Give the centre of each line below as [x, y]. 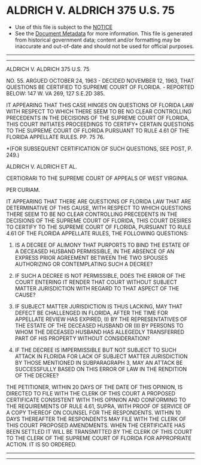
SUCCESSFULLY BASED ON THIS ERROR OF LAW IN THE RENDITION [101, 369]
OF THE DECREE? [37, 375]
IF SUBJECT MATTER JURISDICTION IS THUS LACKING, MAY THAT [99, 306]
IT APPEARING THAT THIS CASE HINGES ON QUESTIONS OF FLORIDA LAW [100, 105]
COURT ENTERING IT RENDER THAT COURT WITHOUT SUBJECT [96, 282]
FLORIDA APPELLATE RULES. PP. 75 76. [55, 137]
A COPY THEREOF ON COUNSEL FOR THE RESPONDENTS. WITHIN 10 [94, 412]
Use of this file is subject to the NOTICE [63, 27]
